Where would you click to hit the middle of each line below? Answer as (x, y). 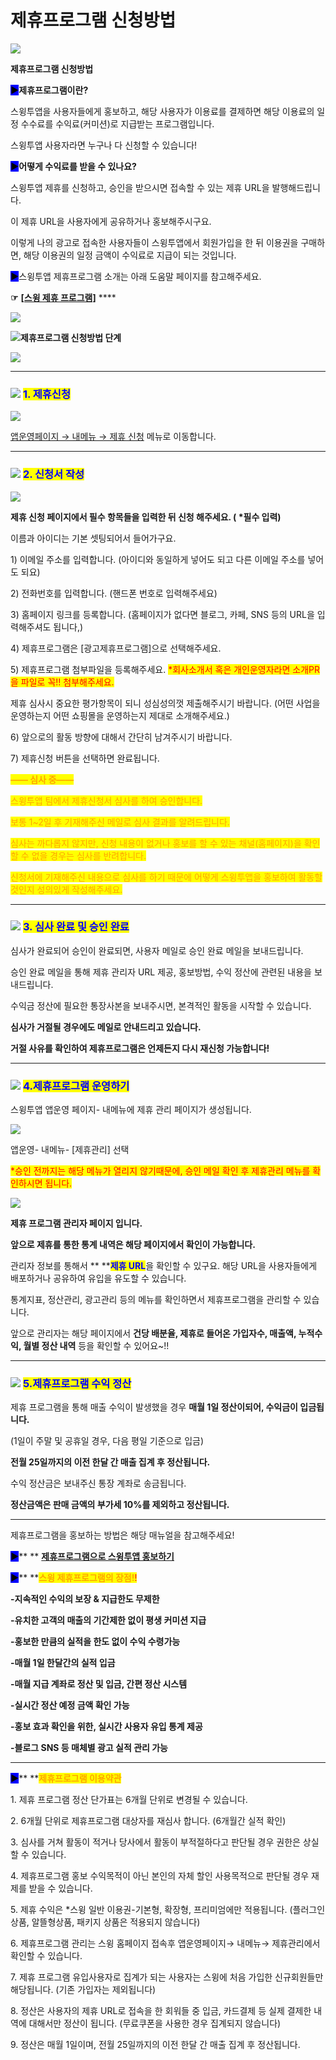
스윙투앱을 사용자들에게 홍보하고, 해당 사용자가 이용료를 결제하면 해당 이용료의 (162, 111)
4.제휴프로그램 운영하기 (76, 1086)
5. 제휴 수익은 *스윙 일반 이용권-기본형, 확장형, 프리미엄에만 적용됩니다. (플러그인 (168, 1910)
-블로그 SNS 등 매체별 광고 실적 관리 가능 (89, 1748)
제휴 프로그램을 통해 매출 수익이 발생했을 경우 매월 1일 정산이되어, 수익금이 (154, 1407)
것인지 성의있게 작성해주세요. (66, 889)
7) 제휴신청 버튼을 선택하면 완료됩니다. (85, 758)
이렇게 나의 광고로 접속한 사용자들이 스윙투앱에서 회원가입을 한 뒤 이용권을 (154, 242)
